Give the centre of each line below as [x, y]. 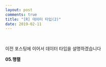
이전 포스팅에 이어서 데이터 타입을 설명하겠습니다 [53, 49]
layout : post [19, 10]
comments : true [21, 15]
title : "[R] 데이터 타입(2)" [33, 19]
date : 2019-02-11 [23, 24]
